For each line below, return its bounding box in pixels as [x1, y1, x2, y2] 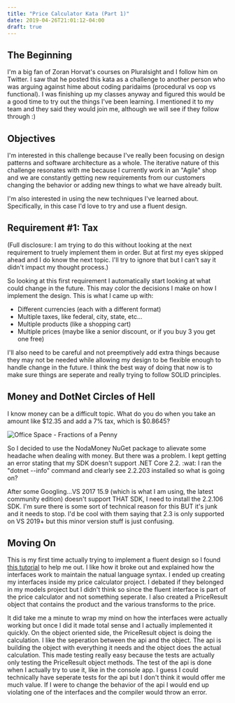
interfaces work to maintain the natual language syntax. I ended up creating [7, 571, 225, 579]
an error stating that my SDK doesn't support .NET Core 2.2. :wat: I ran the [7, 459, 222, 467]
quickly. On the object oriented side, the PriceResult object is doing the [7, 629, 212, 637]
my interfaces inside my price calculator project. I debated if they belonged [7, 578, 224, 586]
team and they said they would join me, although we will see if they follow [7, 105, 220, 113]
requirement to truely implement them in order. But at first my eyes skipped [7, 248, 224, 256]
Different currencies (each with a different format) [17, 305, 162, 313]
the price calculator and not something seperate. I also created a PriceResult [7, 592, 228, 602]
